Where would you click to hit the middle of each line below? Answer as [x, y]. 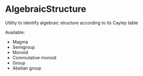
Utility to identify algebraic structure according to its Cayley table [72, 23]
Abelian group [27, 68]
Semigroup [24, 47]
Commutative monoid [34, 57]
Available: [15, 32]
